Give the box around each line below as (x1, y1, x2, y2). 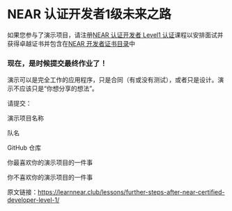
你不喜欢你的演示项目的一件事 (7, 173, 93, 182)
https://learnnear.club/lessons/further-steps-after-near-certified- (38, 188, 225, 196)
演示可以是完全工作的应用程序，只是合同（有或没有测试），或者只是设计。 (7, 76, 218, 84)
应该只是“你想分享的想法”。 (19, 84, 99, 93)
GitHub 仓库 (7, 143, 42, 152)
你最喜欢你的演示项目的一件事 (7, 158, 93, 167)
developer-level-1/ (7, 196, 60, 204)
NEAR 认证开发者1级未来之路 (7, 6, 172, 22)
